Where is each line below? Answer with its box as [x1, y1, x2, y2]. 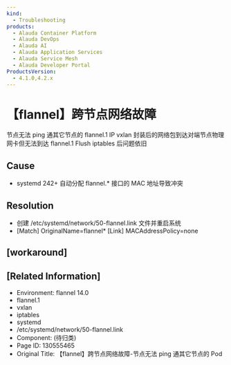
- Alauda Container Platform [12, 29, 97, 37]
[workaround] [6, 247, 68, 258]
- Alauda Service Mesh [12, 55, 78, 62]
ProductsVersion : [6, 68, 57, 75]
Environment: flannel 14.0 [16, 289, 89, 297]
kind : [6, 10, 22, 17]
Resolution [6, 199, 54, 211]
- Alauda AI [12, 42, 48, 49]
